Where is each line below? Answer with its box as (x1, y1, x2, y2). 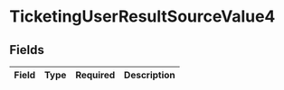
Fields (9, 42, 45, 58)
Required (75, 69, 116, 81)
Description (123, 69, 176, 81)
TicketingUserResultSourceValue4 (9, 6, 276, 27)
